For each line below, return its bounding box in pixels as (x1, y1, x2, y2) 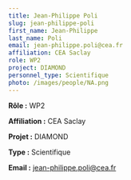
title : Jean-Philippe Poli (8, 11, 98, 20)
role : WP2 (8, 57, 42, 65)
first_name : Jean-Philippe (8, 26, 98, 34)
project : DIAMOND (8, 64, 66, 72)
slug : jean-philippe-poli (8, 19, 94, 27)
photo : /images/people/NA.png (8, 78, 109, 86)
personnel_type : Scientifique (8, 71, 109, 79)
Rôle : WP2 (8, 101, 46, 110)
